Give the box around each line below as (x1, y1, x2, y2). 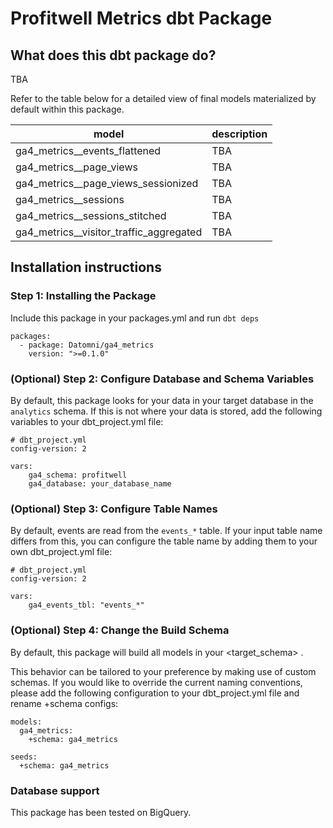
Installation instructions (10, 259, 162, 276)
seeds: (10, 752, 38, 762)
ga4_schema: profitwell (28, 470, 128, 480)
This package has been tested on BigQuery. (10, 806, 192, 818)
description (211, 127, 268, 141)
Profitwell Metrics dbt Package (10, 7, 273, 30)
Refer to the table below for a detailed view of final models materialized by (10, 93, 317, 104)
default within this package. (10, 103, 125, 115)
